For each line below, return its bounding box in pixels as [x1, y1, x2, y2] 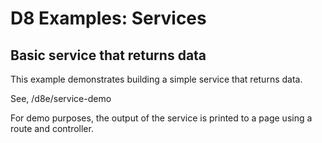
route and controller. [10, 123, 94, 134]
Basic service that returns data [10, 47, 207, 64]
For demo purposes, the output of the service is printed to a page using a [10, 112, 313, 124]
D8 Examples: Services [10, 7, 207, 30]
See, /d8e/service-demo [10, 93, 112, 104]
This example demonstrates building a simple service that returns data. [10, 73, 303, 85]
